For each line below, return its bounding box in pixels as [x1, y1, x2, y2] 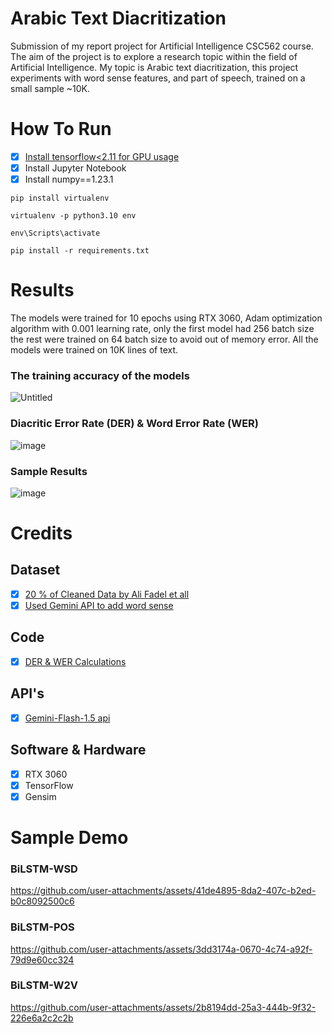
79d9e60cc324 [10, 953, 75, 966]
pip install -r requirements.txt [10, 246, 150, 256]
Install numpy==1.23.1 [24, 173, 114, 185]
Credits [10, 522, 73, 545]
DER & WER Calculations [24, 655, 127, 667]
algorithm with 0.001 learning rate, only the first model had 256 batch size [10, 323, 315, 334]
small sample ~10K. [10, 82, 91, 94]
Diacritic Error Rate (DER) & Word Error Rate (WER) [10, 417, 259, 431]
